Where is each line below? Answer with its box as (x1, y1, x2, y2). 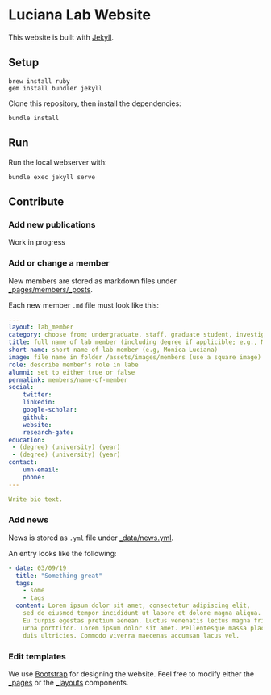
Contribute (8, 195, 65, 208)
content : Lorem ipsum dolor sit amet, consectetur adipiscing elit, (15, 601, 251, 610)
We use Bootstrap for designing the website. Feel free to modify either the (8, 668, 255, 679)
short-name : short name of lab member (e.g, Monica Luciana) (8, 345, 219, 354)
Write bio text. (8, 495, 63, 504)
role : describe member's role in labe (8, 361, 139, 369)
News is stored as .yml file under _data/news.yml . (8, 533, 174, 542)
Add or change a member (8, 257, 110, 269)
